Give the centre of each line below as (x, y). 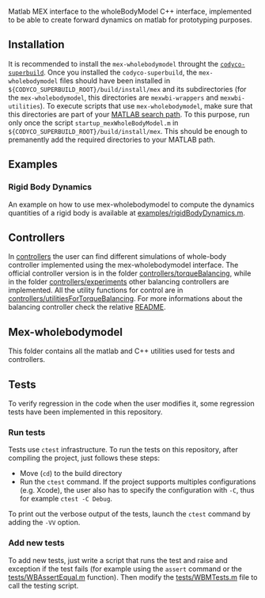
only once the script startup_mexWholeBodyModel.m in (93, 123)
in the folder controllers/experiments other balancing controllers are (119, 282)
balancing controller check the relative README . (87, 307)
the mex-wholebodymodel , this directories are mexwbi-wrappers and (114, 97)
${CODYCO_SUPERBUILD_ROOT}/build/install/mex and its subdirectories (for (127, 89)
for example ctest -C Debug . (66, 499)
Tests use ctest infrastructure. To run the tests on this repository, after (123, 450)
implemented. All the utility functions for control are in (96, 290)
